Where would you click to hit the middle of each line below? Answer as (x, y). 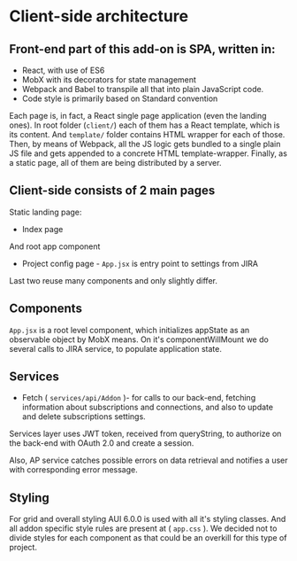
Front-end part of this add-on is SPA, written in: (142, 49)
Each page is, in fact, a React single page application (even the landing (138, 116)
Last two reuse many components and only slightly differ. (114, 280)
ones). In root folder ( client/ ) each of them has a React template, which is (145, 125)
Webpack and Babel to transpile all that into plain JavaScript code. (143, 89)
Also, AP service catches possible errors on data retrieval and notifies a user (149, 460)
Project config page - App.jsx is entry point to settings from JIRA (140, 263)
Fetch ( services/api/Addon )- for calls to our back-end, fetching (139, 398)
